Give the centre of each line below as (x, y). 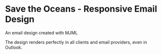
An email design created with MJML (41, 33)
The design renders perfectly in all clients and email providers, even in (76, 42)
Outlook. (14, 47)
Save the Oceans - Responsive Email (81, 9)
